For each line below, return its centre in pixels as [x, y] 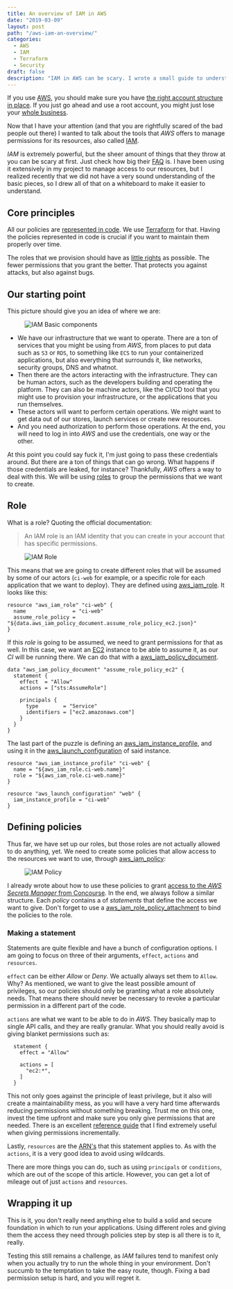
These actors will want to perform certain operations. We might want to [119, 411]
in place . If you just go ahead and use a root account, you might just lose [111, 105]
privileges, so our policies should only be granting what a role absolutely [111, 991]
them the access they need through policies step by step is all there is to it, [114, 1235]
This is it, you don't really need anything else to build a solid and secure [110, 1220]
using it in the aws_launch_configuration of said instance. [89, 751]
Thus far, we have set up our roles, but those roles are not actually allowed [114, 844]
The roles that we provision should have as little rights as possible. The [109, 258]
